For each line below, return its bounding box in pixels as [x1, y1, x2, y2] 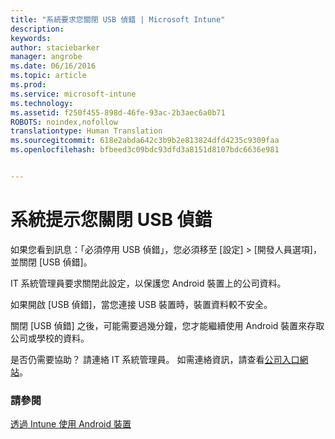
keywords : [10, 33, 52, 43]
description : [10, 24, 65, 34]
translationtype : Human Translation [10, 126, 163, 136]
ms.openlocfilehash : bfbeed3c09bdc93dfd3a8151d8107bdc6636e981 [10, 145, 280, 155]
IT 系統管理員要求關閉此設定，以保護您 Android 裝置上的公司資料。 [10, 277, 287, 289]
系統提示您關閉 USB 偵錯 [10, 209, 213, 231]
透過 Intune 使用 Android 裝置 [10, 418, 132, 430]
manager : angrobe [10, 52, 83, 62]
